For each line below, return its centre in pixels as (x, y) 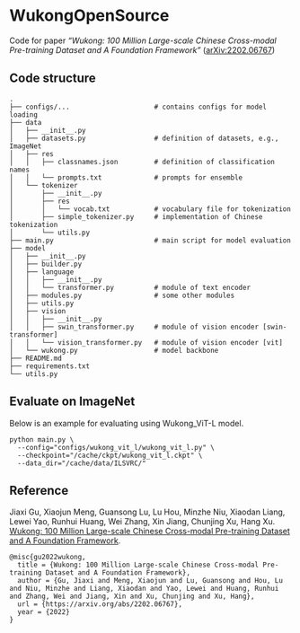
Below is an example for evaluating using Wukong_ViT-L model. (127, 423)
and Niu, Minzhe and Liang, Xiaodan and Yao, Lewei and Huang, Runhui (144, 589)
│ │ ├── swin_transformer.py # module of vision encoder (134, 327)
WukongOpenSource (89, 16)
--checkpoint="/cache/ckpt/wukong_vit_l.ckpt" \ (110, 455)
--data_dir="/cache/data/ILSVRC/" (82, 463)
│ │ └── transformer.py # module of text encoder (130, 287)
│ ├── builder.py (46, 264)
